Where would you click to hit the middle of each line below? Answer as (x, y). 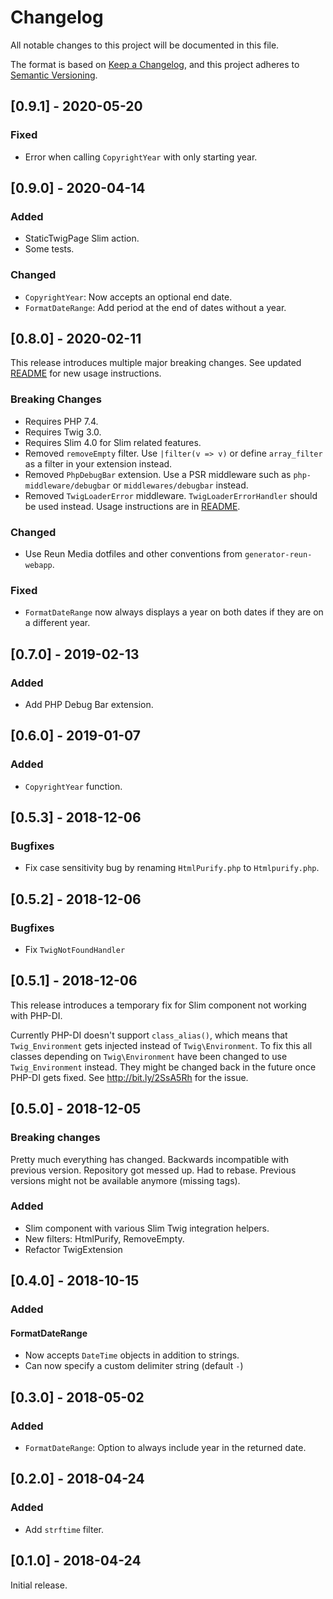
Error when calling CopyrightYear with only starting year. (141, 157)
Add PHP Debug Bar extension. (89, 704)
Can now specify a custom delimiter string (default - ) (134, 1366)
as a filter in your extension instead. (98, 463)
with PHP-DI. (36, 1015)
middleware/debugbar (67, 486)
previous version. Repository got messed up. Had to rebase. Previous (153, 1170)
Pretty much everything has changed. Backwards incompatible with (150, 1159)
